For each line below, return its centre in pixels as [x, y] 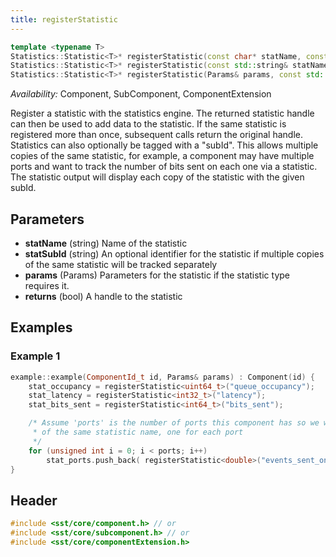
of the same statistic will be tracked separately [121, 264]
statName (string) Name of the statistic [106, 243]
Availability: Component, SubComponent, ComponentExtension [141, 94]
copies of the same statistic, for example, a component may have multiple [162, 156]
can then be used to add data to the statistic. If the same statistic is [148, 124]
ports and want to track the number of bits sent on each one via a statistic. [164, 167]
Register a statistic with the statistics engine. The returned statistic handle [162, 113]
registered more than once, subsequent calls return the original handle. [157, 135]
